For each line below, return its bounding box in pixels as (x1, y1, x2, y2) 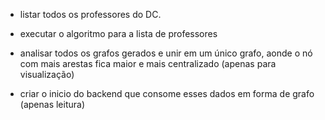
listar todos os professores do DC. (19, 9, 162, 20)
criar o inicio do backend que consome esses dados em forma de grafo (19, 88, 315, 99)
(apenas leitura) (19, 99, 85, 110)
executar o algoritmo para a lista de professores (19, 28, 218, 39)
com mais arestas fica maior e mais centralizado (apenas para (19, 58, 277, 69)
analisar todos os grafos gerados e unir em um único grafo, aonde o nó (19, 47, 313, 59)
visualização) (19, 69, 75, 80)
